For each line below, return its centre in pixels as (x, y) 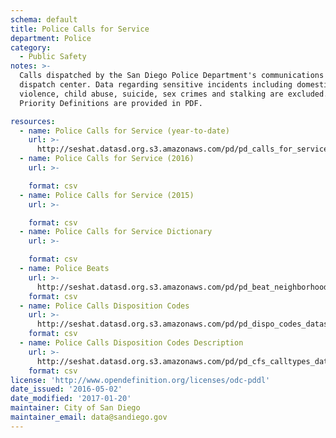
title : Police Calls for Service (80, 29)
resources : (33, 121)
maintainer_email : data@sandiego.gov (89, 417)
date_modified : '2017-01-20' (71, 399)
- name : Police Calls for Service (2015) (107, 195)
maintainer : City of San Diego (75, 408)
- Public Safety (53, 57)
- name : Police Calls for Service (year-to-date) (124, 131)
